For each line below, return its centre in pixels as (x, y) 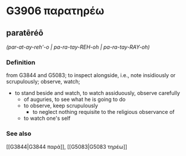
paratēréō (25, 33)
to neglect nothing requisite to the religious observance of (104, 112)
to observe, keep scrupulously (61, 106)
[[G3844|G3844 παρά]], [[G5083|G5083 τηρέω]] (67, 147)
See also (19, 133)
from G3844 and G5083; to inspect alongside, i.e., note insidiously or (91, 75)
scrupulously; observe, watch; (43, 82)
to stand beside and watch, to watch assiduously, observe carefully (97, 93)
